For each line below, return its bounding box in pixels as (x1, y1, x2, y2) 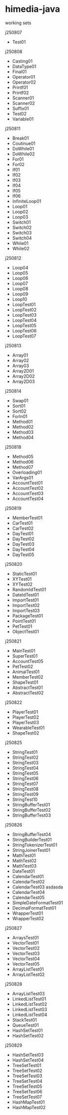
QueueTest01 (12, 1022, 39, 1028)
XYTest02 (12, 581, 33, 587)
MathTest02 (12, 857, 37, 864)
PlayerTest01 (12, 709, 38, 715)
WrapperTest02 (12, 915, 44, 921)
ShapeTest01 (12, 679, 38, 685)
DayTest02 (12, 536, 34, 542)
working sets (5, 20, 32, 26)
